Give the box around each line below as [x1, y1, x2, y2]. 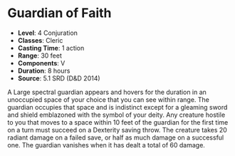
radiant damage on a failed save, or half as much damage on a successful [7, 133, 224, 142]
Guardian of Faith [7, 5, 112, 21]
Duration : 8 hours [17, 66, 70, 75]
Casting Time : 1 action [17, 43, 85, 52]
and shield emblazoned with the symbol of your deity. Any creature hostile [7, 110, 226, 119]
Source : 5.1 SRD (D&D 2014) [17, 73, 101, 83]
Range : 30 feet [17, 51, 63, 60]
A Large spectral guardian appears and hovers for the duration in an [7, 88, 207, 96]
